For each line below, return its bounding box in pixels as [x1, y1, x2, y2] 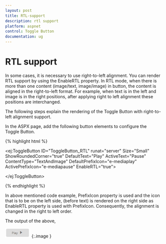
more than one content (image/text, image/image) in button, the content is [5, 83, 157, 89]
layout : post [5, 8, 32, 13]
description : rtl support [5, 18, 58, 23]
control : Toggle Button [5, 29, 55, 34]
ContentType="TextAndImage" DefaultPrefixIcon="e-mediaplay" [5, 158, 137, 164]
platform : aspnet [5, 24, 41, 29]
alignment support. [12, 114, 52, 120]
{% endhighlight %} [5, 183, 46, 188]
